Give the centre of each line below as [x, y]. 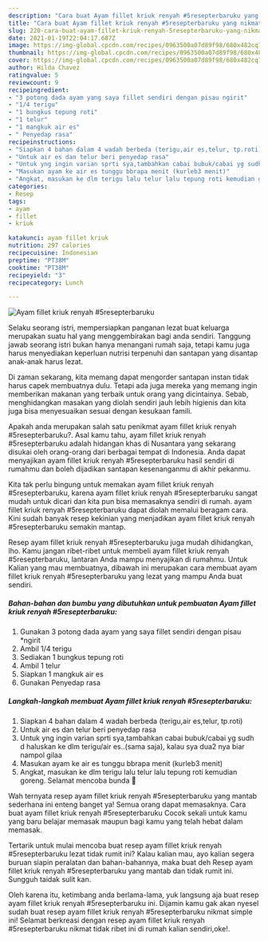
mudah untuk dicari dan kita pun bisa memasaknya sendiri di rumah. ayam [130, 502]
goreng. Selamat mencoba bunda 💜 [78, 780]
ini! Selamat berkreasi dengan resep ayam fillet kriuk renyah [106, 920]
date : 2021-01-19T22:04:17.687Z [62, 38]
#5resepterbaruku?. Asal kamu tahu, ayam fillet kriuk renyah [107, 435]
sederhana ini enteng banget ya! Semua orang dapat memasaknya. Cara [127, 804]
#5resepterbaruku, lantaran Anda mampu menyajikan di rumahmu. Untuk [128, 559]
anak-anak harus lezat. [46, 362]
